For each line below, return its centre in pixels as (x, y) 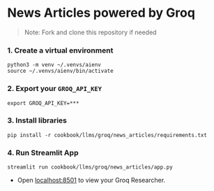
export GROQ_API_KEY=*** (43, 103)
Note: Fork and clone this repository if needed (90, 32)
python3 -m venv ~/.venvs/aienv (54, 65)
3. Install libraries (37, 120)
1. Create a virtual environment (60, 50)
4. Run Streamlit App (43, 153)
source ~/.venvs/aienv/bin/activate (60, 71)
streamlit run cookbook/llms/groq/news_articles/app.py (90, 167)
